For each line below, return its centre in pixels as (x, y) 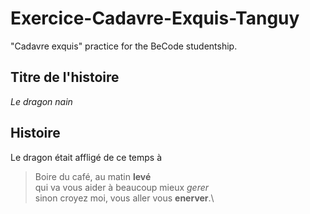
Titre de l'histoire (65, 77)
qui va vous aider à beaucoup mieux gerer (122, 187)
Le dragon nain (41, 101)
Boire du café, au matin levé (93, 176)
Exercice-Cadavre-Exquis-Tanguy (155, 18)
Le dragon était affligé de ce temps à (86, 157)
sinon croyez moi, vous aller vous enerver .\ (124, 198)
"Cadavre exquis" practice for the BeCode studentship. (124, 46)
